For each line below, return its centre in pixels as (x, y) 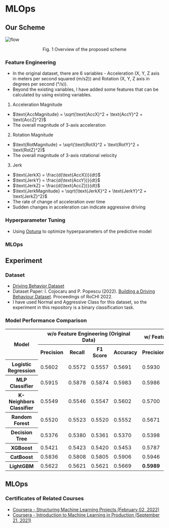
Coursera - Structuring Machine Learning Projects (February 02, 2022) (86, 509)
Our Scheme (25, 28)
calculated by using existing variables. (52, 95)
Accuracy (125, 352)
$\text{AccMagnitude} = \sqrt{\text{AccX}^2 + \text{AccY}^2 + (77, 115)
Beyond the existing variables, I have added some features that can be (86, 89)
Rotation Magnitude (33, 135)
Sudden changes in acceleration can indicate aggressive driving (79, 207)
